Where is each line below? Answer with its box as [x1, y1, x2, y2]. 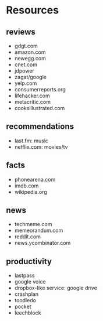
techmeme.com [14, 221, 52, 228]
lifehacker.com [14, 92, 51, 99]
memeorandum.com [14, 227, 63, 234]
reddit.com [14, 233, 41, 240]
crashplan [14, 291, 39, 298]
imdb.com [14, 182, 39, 189]
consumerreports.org [14, 86, 66, 93]
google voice [14, 278, 46, 285]
